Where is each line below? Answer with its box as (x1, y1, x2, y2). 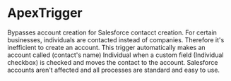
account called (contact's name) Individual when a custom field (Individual (7, 51, 224, 59)
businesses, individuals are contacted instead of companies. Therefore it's (7, 35, 225, 44)
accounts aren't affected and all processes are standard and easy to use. (7, 66, 220, 74)
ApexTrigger (7, 5, 83, 21)
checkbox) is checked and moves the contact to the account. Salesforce (7, 58, 218, 66)
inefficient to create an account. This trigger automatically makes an (7, 43, 206, 51)
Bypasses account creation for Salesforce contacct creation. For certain (7, 28, 218, 37)
